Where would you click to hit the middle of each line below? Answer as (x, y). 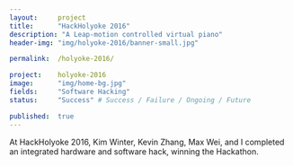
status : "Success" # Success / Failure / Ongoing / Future (130, 100)
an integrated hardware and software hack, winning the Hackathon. (134, 151)
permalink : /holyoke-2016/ (62, 59)
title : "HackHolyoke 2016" (70, 26)
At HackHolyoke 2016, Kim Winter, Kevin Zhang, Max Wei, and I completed (147, 142)
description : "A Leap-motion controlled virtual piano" (116, 34)
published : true (42, 116)
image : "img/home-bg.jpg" (68, 83)
